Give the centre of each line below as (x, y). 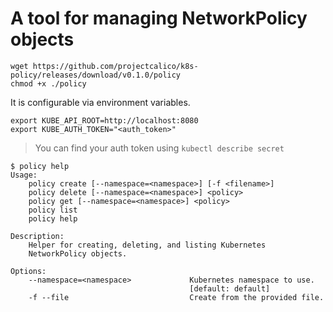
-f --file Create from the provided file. (176, 297)
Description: (37, 236)
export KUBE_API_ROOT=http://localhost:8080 (104, 120)
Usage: (24, 175)
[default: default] (230, 288)
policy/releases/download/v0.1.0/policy (96, 75)
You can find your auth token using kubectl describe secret (159, 148)
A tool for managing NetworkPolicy (159, 18)
